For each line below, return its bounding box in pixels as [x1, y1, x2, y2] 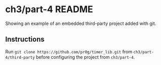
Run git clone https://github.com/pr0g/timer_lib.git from [5, 48, 133, 54]
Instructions [5, 35, 45, 44]
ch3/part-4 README [5, 4, 94, 15]
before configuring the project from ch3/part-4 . [36, 54, 135, 60]
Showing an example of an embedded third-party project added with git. [5, 20, 156, 26]
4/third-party [5, 55, 35, 60]
